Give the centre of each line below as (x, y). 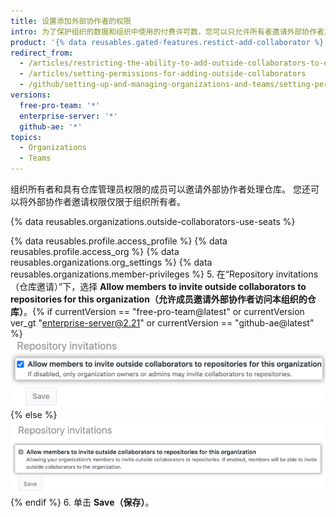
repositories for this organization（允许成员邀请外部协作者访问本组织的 (159, 299)
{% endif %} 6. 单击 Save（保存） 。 (82, 502)
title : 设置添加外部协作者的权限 (71, 21)
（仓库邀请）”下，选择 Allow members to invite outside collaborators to (158, 286)
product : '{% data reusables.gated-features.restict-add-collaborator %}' (169, 42)
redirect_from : (42, 53)
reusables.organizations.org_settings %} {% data (111, 262)
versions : (31, 95)
